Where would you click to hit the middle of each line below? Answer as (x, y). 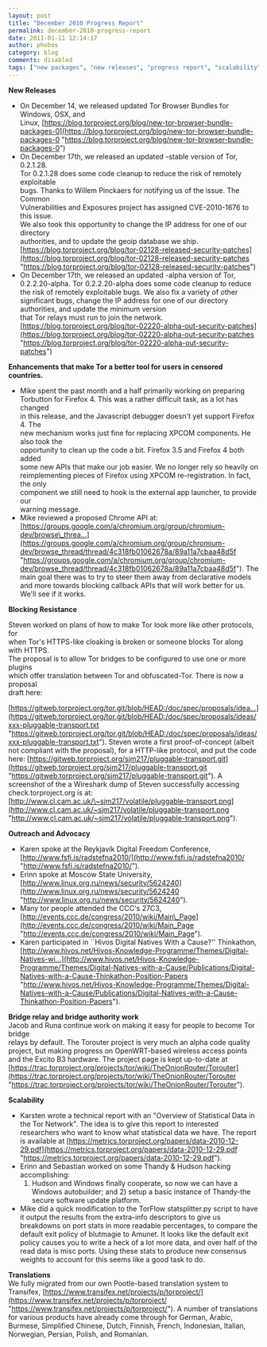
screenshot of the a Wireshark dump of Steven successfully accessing (124, 784)
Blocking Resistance (43, 609)
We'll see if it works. (53, 594)
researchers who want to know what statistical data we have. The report (138, 1132)
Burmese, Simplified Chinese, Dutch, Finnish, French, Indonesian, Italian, (127, 1325)
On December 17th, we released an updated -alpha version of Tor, (128, 275)
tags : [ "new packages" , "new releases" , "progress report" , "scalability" (135, 68)
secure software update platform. (86, 1200)
